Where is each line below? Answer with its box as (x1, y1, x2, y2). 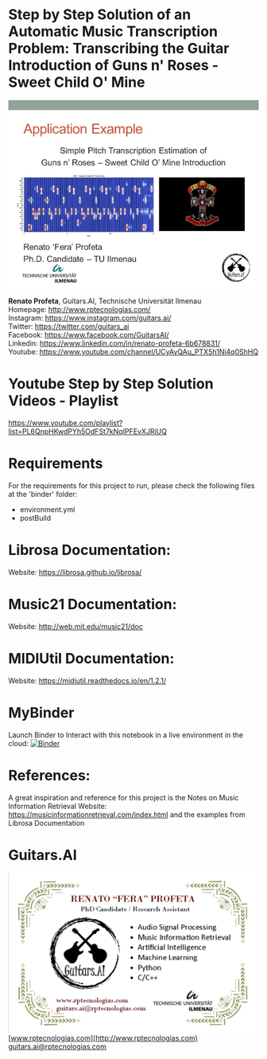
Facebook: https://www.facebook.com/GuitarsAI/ (8, 330, 169, 339)
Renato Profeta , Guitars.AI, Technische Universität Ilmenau (8, 296, 202, 306)
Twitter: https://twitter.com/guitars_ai (8, 321, 130, 331)
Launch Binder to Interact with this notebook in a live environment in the (8, 730, 244, 740)
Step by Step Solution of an (8, 6, 192, 24)
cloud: (8, 738, 29, 748)
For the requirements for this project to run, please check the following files (8, 480, 255, 490)
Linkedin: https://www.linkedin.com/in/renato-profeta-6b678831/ (8, 338, 221, 348)
